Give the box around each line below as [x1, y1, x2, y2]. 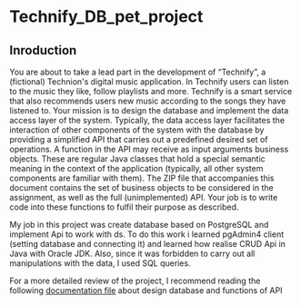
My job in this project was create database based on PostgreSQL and [9, 220, 269, 230]
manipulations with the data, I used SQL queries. [9, 258, 191, 269]
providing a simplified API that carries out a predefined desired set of [9, 134, 268, 144]
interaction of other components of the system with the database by [9, 124, 265, 135]
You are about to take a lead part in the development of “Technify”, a [9, 66, 266, 77]
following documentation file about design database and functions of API [9, 285, 283, 296]
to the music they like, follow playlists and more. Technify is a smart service [9, 86, 293, 96]
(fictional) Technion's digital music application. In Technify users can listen [9, 76, 289, 87]
